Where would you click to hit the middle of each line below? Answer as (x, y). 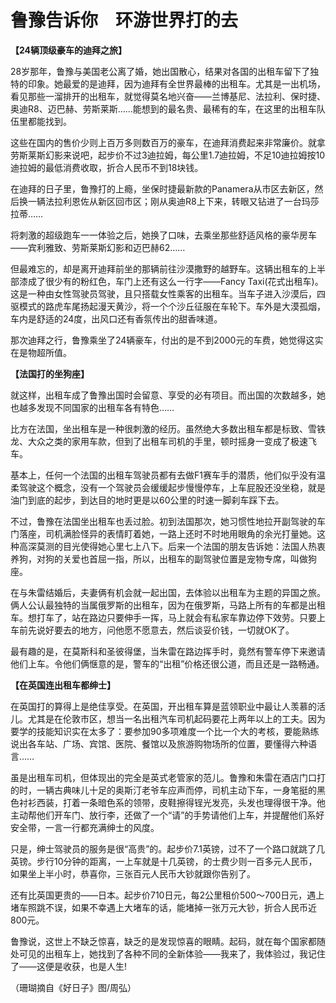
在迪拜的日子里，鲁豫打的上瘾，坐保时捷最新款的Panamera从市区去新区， (162, 188)
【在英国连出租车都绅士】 (63, 685)
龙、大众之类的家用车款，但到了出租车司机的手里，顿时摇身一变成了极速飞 (163, 441)
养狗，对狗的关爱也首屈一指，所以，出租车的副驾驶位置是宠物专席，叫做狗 (163, 558)
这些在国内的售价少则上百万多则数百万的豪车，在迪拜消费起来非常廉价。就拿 (168, 142)
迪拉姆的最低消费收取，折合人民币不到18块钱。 (107, 167)
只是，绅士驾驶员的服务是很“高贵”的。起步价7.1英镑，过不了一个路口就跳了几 (168, 848)
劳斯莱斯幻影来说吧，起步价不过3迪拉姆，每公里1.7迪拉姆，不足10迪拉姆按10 (168, 155)
